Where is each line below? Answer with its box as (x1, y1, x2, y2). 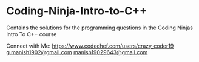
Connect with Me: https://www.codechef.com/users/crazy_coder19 (6, 42, 174, 49)
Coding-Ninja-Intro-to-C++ (6, 4, 147, 18)
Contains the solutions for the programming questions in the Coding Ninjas (6, 24, 193, 31)
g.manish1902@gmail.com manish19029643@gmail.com (6, 48, 148, 55)
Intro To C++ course (6, 30, 57, 37)
